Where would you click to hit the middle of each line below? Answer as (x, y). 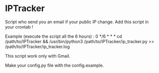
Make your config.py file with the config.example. (55, 65)
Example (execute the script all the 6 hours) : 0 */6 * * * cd (64, 36)
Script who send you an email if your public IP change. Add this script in (77, 22)
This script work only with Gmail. (38, 56)
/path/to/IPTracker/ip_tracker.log (38, 46)
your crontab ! (19, 27)
